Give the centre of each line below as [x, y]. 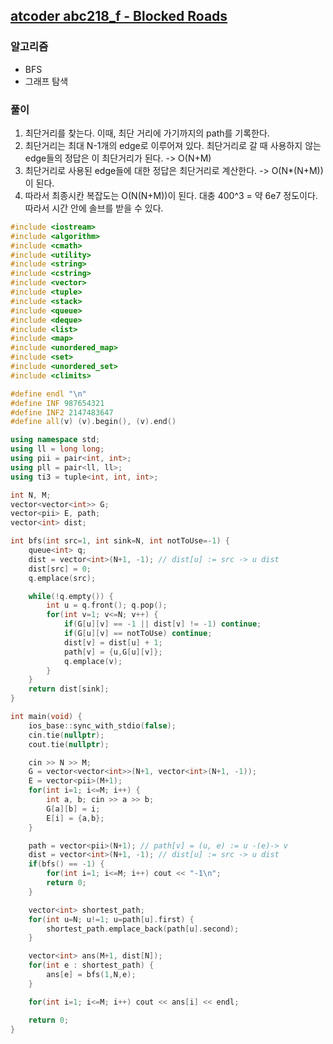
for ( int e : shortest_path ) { [91, 965]
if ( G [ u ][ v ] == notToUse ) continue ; [138, 634]
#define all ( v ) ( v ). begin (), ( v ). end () [93, 422]
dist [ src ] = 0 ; [60, 569]
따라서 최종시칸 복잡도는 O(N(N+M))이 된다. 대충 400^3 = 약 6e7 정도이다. [171, 195]
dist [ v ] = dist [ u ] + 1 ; [113, 642]
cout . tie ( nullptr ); [69, 744]
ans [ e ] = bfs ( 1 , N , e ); [91, 975]
